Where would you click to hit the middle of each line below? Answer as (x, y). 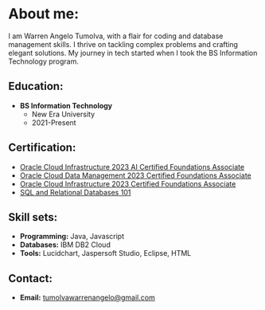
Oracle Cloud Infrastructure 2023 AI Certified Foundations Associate (132, 167)
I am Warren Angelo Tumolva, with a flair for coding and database (116, 36)
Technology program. (44, 61)
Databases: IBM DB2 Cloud (65, 245)
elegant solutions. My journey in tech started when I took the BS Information (133, 53)
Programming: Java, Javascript (72, 237)
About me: (44, 14)
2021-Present (54, 122)
